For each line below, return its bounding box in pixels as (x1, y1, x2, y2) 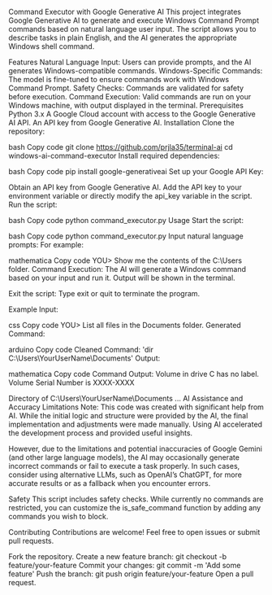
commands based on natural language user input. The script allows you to (8, 24, 257, 33)
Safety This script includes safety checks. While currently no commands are (8, 494, 264, 504)
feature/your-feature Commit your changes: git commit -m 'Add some (8, 561, 241, 570)
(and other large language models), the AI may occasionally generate (8, 453, 240, 462)
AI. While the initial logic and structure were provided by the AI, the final (8, 411, 248, 420)
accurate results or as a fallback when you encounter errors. (8, 479, 211, 488)
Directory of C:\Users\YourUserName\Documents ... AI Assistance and (8, 394, 244, 403)
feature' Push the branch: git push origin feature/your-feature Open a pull (8, 569, 254, 579)
